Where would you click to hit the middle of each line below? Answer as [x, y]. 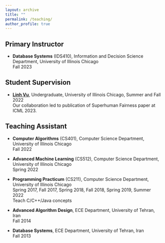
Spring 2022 [25, 169]
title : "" [15, 15]
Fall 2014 [22, 220]
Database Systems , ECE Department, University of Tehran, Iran [78, 230]
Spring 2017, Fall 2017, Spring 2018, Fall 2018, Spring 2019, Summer [82, 190]
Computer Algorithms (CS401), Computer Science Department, [78, 138]
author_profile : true [28, 24]
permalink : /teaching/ [29, 19]
